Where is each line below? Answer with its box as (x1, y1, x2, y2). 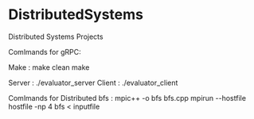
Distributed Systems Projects (8, 32, 104, 41)
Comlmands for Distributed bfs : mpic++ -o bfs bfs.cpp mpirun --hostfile (8, 93, 247, 102)
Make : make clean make (8, 62, 90, 72)
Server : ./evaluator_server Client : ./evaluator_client (8, 78, 178, 87)
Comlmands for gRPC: (8, 47, 81, 56)
